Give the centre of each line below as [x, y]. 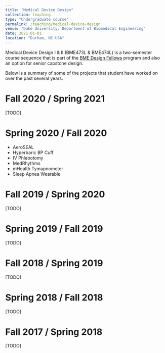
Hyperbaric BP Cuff [33, 153]
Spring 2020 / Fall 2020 [56, 133]
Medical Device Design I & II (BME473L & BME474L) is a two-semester [79, 52]
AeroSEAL [23, 147]
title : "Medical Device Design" [39, 10]
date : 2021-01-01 [24, 33]
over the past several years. [34, 78]
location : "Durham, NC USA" [35, 38]
